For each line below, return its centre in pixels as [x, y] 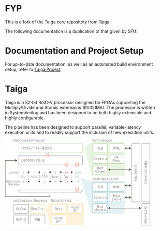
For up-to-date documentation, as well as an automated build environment [79, 64]
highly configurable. [25, 118]
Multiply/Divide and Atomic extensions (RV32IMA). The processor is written [80, 108]
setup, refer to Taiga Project [33, 69]
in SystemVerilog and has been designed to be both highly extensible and [78, 112]
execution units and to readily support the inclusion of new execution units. [80, 132]
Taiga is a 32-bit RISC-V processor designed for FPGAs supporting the [75, 102]
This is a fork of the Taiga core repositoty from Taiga [57, 22]
